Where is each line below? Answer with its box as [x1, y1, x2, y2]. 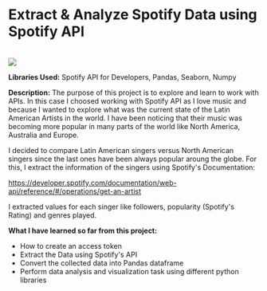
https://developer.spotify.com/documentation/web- [8, 178, 177, 187]
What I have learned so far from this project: [8, 226, 158, 235]
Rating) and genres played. [8, 210, 97, 220]
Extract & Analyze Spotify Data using [8, 6, 257, 24]
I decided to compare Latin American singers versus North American [8, 145, 234, 155]
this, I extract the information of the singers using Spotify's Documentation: [8, 162, 256, 172]
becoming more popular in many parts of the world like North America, [8, 121, 241, 131]
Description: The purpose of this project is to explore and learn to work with [8, 88, 259, 97]
